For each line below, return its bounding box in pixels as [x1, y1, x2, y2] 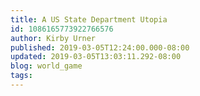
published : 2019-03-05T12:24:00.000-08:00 [10, 42, 190, 53]
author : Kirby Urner [10, 33, 97, 43]
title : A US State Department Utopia [10, 14, 168, 25]
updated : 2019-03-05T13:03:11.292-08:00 [10, 52, 182, 62]
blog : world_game [10, 61, 83, 71]
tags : [10, 71, 33, 81]
